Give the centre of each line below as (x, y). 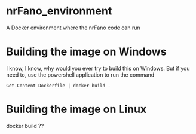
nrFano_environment (59, 11)
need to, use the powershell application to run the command (80, 74)
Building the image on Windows (86, 52)
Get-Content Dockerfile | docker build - (59, 86)
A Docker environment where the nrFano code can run (73, 28)
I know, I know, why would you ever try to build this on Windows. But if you (98, 68)
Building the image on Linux (76, 109)
